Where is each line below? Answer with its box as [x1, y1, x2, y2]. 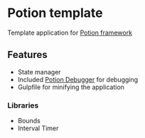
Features [7, 49, 48, 61]
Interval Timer [17, 124, 59, 132]
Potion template [7, 5, 103, 21]
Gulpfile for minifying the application [17, 83, 124, 91]
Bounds [17, 117, 41, 125]
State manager [17, 67, 62, 76]
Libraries [7, 100, 39, 110]
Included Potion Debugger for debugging [17, 75, 139, 84]
